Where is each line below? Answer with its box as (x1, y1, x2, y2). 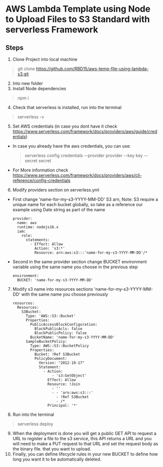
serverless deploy (17, 421, 54, 427)
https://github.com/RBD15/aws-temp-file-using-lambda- (36, 66, 149, 72)
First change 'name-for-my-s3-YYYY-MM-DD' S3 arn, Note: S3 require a (12, 196, 158, 202)
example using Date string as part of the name (12, 207, 106, 212)
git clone (17, 66, 35, 72)
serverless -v (17, 114, 44, 120)
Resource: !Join (47, 382, 81, 387)
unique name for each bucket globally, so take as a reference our (12, 202, 143, 207)
